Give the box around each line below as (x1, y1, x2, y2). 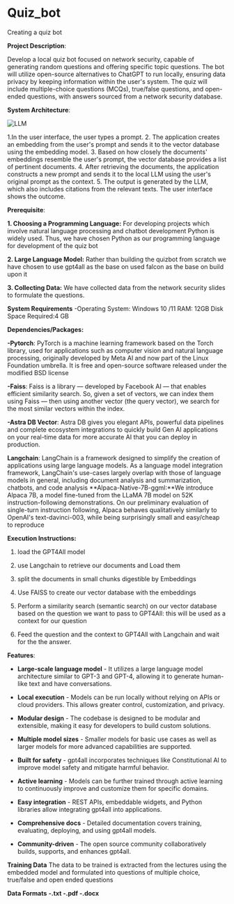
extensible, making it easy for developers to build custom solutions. (17, 721, 211, 729)
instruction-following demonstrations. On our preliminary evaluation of (7, 498, 209, 506)
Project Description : (7, 41, 67, 50)
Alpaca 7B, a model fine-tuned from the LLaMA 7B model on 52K (7, 490, 194, 499)
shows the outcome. (7, 192, 66, 201)
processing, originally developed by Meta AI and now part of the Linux (7, 353, 209, 362)
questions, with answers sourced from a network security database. (26, 92, 223, 101)
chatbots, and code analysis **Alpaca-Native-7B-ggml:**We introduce (7, 483, 214, 492)
